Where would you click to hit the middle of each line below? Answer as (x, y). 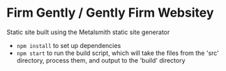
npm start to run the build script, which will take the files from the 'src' (118, 53)
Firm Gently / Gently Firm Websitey (110, 13)
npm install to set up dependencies (69, 45)
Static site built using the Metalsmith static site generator (88, 32)
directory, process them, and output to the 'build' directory (101, 60)
